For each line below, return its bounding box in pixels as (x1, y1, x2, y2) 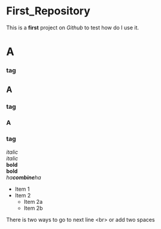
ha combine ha (6, 173, 41, 181)
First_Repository (6, 4, 91, 18)
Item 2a (23, 198, 43, 205)
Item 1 (14, 185, 30, 193)
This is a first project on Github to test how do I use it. (6, 24, 139, 31)
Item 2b (23, 204, 43, 212)
